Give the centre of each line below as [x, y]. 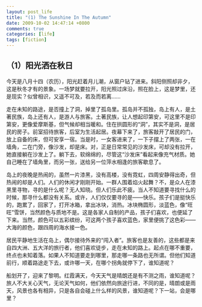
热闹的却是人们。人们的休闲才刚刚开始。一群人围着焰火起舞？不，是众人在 [98, 182]
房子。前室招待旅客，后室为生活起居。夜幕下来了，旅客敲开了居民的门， [106, 132]
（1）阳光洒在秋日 [40, 66]
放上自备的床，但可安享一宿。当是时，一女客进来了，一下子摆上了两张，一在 [101, 139]
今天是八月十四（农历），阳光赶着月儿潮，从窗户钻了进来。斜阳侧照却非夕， [100, 81]
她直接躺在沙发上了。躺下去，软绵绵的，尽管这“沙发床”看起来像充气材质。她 [101, 154]
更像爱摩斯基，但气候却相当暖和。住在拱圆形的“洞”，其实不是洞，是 [106, 124]
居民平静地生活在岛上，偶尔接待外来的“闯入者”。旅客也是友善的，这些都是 [98, 240]
